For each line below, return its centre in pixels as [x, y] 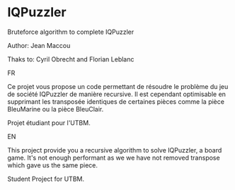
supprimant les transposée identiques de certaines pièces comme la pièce [116, 101]
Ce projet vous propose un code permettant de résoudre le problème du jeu [118, 86]
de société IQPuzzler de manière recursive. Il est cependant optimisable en [117, 94]
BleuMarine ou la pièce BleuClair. [56, 109]
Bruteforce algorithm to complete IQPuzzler [71, 32]
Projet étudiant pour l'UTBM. [49, 123]
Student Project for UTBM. [46, 179]
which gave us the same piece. [52, 165]
